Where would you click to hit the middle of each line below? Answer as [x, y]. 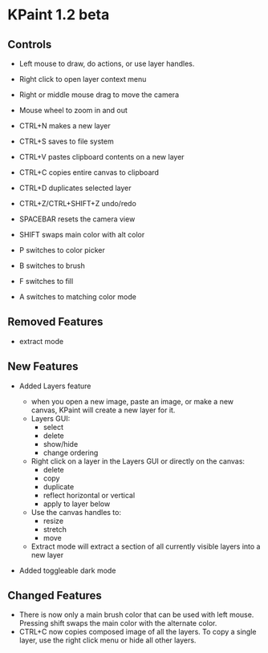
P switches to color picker [62, 250]
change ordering [71, 452]
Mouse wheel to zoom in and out [73, 110]
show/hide [61, 444]
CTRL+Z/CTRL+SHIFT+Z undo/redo [78, 203]
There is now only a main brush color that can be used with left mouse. [136, 614]
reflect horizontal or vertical [89, 495]
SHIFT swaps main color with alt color [82, 235]
